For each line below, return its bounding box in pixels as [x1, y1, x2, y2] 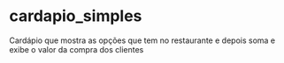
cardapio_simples [9, 6, 142, 26]
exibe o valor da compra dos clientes [9, 44, 144, 54]
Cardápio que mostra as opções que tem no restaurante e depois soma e [9, 35, 276, 45]
